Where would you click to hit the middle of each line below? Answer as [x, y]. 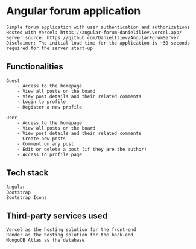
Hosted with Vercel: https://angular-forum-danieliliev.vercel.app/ [94, 32]
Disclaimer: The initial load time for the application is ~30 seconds [98, 43]
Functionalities [35, 67]
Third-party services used [57, 216]
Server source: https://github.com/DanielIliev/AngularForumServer [93, 37]
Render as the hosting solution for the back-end [70, 235]
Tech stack [27, 173]
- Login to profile [42, 102]
